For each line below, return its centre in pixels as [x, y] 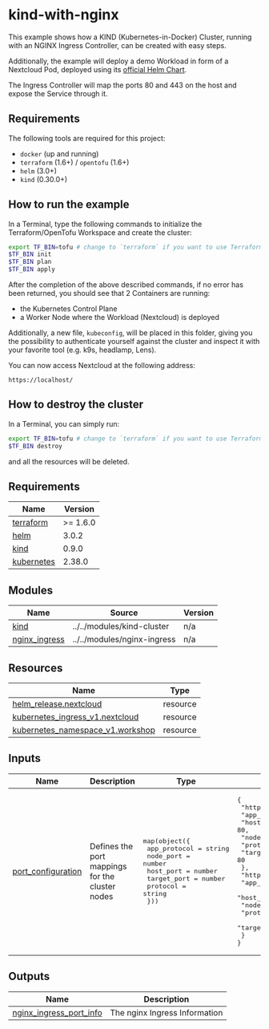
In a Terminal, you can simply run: [64, 423]
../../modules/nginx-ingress [124, 639]
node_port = [169, 856]
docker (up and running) [59, 153]
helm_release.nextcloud [57, 704]
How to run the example [69, 205]
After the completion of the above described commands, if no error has [126, 285]
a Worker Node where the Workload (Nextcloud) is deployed [120, 318]
